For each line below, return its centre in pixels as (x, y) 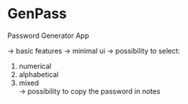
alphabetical (39, 74)
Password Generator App (48, 35)
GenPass (37, 14)
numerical (35, 66)
